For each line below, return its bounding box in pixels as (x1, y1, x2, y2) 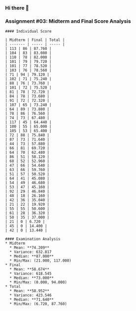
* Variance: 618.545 (9, 271, 52, 276)
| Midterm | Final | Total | (5, 38, 65, 43)
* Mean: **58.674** (9, 267, 50, 272)
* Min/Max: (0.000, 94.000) (9, 280, 68, 285)
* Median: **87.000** (9, 254, 54, 259)
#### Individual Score (5, 29, 52, 34)
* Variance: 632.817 (9, 250, 52, 255)
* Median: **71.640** (9, 297, 54, 302)
